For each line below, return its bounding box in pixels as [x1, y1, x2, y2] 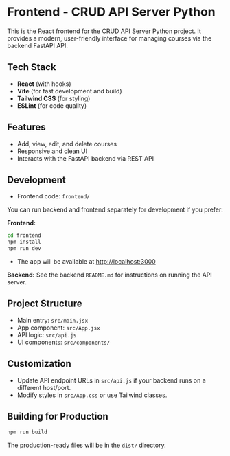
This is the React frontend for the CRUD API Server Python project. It [7, 27, 201, 35]
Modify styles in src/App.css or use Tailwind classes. [16, 391, 168, 399]
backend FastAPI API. [7, 41, 69, 49]
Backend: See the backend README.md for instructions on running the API [7, 271, 213, 279]
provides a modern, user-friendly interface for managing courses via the [7, 34, 212, 42]
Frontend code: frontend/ [16, 192, 91, 201]
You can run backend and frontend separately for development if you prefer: [7, 205, 223, 214]
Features [7, 122, 46, 133]
